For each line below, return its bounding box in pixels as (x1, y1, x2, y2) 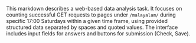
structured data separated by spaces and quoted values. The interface (6, 24, 178, 31)
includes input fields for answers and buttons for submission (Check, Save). (6, 30, 191, 37)
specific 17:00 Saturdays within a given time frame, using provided (6, 18, 168, 24)
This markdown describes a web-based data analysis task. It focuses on (6, 5, 182, 12)
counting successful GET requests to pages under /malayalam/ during (6, 11, 176, 18)
